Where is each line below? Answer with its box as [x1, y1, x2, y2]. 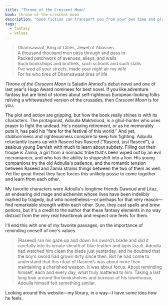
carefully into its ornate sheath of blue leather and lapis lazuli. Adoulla [17, 243, 161, 249]
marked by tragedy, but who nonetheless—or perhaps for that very [5, 196, 143, 202]
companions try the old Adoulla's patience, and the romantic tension [5, 160, 146, 166]
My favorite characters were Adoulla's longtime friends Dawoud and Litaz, [5, 186, 158, 191]
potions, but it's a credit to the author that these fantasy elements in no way [5, 207, 161, 213]
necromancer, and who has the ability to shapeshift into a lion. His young [5, 155, 155, 161]
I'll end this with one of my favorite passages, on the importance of [5, 222, 143, 228]
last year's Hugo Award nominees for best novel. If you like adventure [5, 86, 148, 92]
